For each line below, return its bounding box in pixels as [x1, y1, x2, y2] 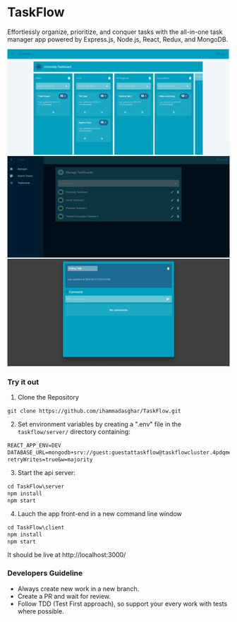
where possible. [17, 606, 65, 615]
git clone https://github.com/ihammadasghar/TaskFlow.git [7, 407, 181, 415]
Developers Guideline [7, 568, 83, 578]
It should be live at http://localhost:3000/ [7, 551, 126, 559]
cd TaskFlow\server [7, 483, 65, 491]
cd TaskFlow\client [7, 524, 65, 532]
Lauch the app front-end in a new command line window [17, 510, 182, 518]
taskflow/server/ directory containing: [17, 428, 130, 436]
